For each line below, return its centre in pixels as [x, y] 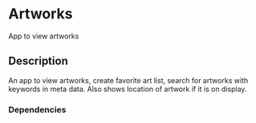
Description [38, 61]
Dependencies [37, 109]
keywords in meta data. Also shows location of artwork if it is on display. [128, 89]
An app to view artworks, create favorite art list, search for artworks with [128, 80]
